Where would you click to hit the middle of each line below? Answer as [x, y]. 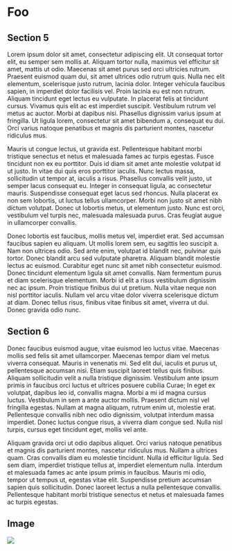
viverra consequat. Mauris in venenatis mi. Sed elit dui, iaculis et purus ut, [113, 363]
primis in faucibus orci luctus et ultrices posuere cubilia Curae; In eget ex [111, 385]
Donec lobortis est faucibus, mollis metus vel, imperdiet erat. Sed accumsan [116, 236]
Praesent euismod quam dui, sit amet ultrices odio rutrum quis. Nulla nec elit [116, 76]
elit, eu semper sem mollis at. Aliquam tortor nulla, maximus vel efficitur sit [113, 62]
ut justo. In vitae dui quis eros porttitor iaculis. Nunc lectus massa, [101, 171]
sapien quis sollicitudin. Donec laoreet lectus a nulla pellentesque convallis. [115, 487]
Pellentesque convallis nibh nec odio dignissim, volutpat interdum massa [111, 414]
